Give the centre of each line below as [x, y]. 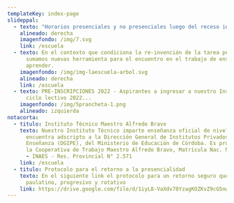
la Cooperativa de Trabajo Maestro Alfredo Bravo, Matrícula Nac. [124, 150]
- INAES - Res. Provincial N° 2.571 [79, 157]
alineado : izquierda [49, 111]
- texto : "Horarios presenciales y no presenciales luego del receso [116, 27]
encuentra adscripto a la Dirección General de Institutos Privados [127, 137]
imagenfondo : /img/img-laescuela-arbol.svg [84, 72]
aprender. [40, 66]
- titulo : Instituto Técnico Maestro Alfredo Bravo [90, 124]
